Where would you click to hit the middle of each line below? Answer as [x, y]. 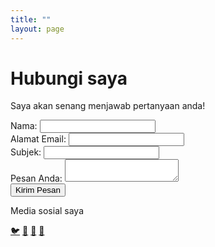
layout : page [37, 29]
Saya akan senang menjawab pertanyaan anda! [108, 106]
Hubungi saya [69, 78]
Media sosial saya [47, 211]
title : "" [31, 19]
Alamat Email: [38, 139]
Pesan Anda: [36, 178]
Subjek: [26, 152]
